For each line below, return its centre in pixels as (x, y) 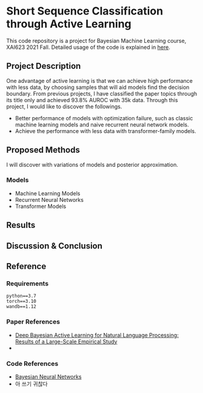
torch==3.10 (21, 301)
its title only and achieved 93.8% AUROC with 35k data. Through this (92, 100)
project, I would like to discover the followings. (64, 106)
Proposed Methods (43, 150)
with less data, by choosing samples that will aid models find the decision (98, 87)
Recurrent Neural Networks (49, 200)
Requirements (28, 284)
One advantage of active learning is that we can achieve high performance (99, 80)
